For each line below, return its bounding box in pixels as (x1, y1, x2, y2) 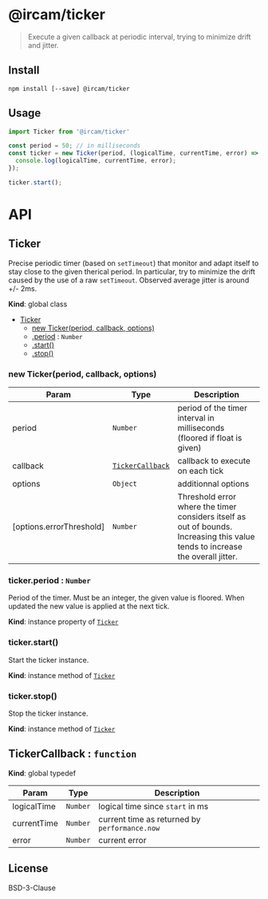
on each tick (177, 465, 224, 476)
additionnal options (177, 479, 250, 490)
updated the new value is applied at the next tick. (8, 601, 170, 611)
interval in (177, 412, 215, 424)
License (8, 862, 49, 875)
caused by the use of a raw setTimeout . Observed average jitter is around (8, 275, 250, 285)
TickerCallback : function (8, 747, 137, 761)
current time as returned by (98, 814, 201, 825)
